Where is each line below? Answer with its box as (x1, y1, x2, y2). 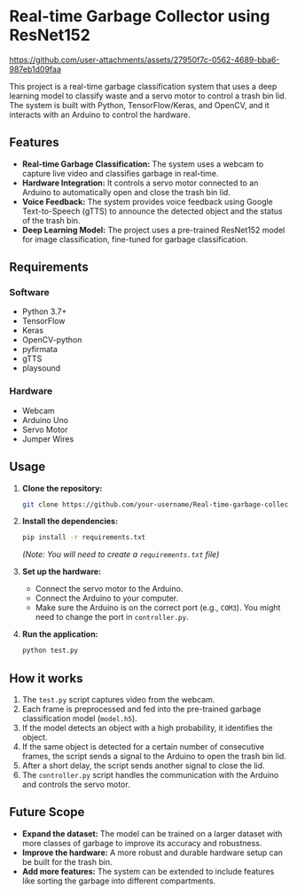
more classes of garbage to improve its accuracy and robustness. (21, 837, 262, 848)
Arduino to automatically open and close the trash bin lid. (21, 186, 231, 197)
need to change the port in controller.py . (35, 612, 189, 623)
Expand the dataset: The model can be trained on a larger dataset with (21, 828, 283, 839)
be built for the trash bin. (21, 856, 113, 867)
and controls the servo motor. (21, 779, 130, 789)
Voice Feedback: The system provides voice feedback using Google (21, 196, 273, 207)
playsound (21, 363, 61, 373)
